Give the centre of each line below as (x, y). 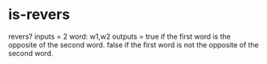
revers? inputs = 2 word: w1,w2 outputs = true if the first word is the (120, 36)
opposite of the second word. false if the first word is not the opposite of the (133, 44)
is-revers (39, 15)
